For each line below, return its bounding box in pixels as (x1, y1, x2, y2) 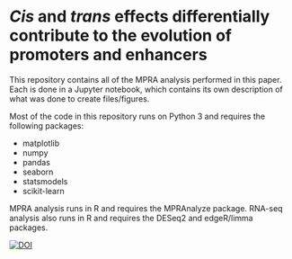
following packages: (9, 120, 84, 131)
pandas (22, 156, 51, 167)
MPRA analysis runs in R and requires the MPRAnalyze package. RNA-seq (9, 202, 283, 213)
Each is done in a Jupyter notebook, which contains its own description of (9, 84, 283, 94)
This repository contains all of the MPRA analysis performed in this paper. (9, 74, 282, 85)
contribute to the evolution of (9, 25, 232, 46)
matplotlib (22, 138, 60, 148)
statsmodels (22, 175, 68, 186)
